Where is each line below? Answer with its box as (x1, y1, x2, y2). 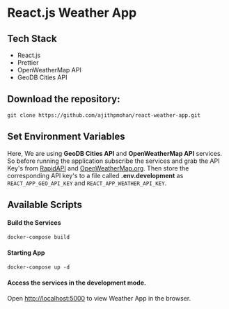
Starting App (7, 248, 45, 257)
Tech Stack (7, 33, 57, 45)
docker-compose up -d (7, 264, 70, 271)
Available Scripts (7, 199, 82, 211)
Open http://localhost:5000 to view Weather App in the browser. (7, 294, 191, 302)
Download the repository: (7, 93, 120, 105)
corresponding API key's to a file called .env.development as (7, 171, 184, 180)
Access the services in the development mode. (7, 278, 146, 287)
